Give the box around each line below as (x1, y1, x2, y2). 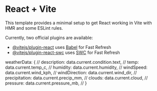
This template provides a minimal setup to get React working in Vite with (5, 20, 152, 26)
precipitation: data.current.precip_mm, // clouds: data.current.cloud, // (5, 75, 148, 81)
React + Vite (5, 3, 57, 15)
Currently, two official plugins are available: (5, 35, 93, 41)
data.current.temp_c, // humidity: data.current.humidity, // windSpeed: (5, 64, 148, 70)
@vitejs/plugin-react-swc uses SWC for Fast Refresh (12, 49, 120, 55)
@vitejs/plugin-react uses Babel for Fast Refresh (12, 44, 112, 50)
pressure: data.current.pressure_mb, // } (5, 80, 87, 86)
